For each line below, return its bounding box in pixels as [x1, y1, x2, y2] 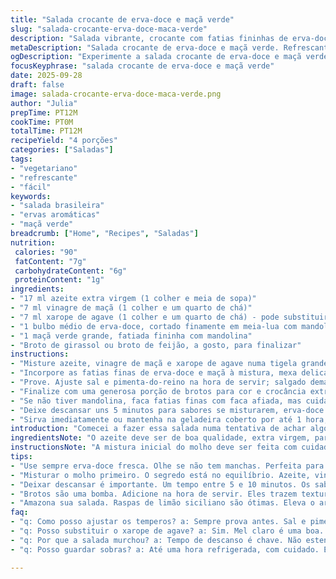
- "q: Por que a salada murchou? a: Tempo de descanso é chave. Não [10, 535, 302, 545]
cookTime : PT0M [10, 117, 74, 127]
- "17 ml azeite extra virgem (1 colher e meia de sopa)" [10, 294, 257, 304]
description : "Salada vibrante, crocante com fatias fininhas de [10, 33, 288, 43]
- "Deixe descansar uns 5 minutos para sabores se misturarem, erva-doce [10, 405, 325, 415]
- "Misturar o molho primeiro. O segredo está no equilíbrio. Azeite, [10, 470, 311, 480]
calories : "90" [14, 247, 78, 257]
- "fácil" [10, 182, 52, 192]
